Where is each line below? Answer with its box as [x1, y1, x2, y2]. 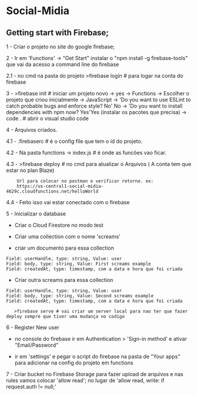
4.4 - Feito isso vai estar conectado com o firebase [6, 199, 130, 205]
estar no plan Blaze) [6, 167, 55, 174]
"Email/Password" [14, 341, 59, 348]
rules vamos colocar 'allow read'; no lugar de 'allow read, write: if [6, 377, 165, 384]
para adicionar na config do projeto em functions [14, 359, 133, 366]
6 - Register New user [6, 324, 60, 331]
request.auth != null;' [6, 383, 57, 390]
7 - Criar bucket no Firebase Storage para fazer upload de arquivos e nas [6, 371, 183, 377]
